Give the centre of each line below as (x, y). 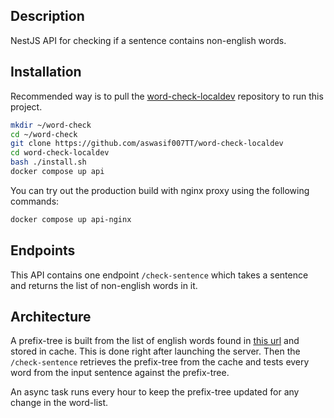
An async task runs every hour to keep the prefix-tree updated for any (155, 392)
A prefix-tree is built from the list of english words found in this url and (155, 341)
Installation (46, 72)
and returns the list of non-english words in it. (104, 285)
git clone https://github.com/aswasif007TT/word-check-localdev (147, 144)
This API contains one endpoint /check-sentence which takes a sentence (159, 275)
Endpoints (43, 250)
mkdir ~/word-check (51, 125)
